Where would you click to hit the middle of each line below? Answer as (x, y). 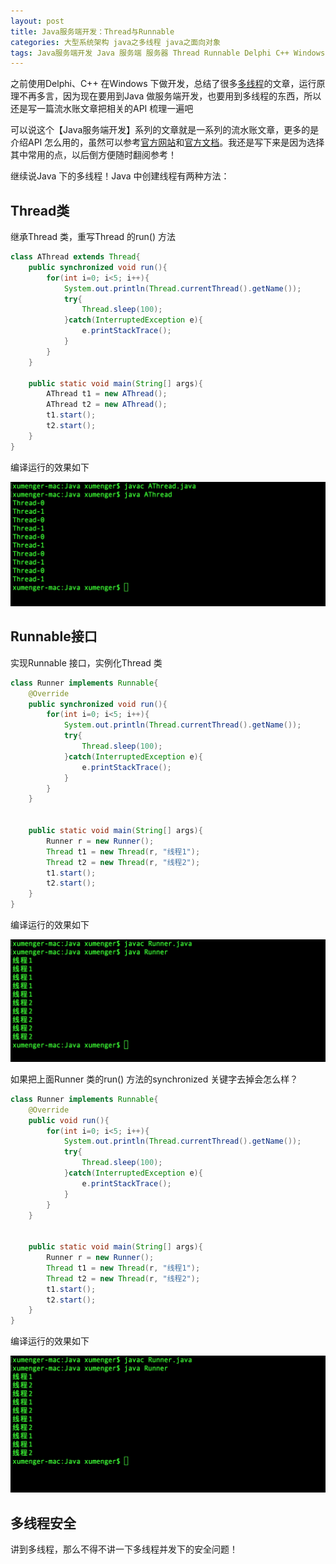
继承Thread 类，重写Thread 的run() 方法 (93, 237)
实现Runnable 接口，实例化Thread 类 (86, 662)
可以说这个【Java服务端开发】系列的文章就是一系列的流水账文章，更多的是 (165, 130)
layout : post (37, 21)
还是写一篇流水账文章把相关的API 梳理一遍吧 (102, 109)
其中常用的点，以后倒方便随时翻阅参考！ (93, 155)
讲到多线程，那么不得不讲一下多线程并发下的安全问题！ (124, 1549)
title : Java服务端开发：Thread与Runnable (92, 31)
